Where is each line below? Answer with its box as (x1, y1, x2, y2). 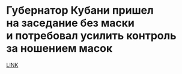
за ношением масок (6, 42, 113, 55)
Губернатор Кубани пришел (6, 4, 154, 17)
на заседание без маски (6, 16, 135, 30)
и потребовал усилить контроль (6, 29, 177, 42)
